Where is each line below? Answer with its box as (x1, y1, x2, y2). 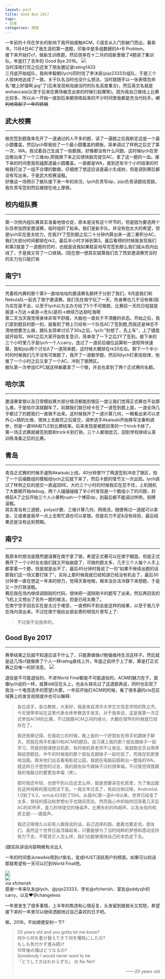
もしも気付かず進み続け (17, 941, 65, 947)
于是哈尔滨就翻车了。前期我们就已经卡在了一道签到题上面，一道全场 (18, 404, 156, 411)
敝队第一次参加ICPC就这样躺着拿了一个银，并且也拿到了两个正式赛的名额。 (5, 364, 158, 370)
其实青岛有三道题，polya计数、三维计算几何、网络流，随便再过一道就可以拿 (5, 507, 159, 513)
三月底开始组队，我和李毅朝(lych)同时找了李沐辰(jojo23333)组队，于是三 (5, 70, 152, 76)
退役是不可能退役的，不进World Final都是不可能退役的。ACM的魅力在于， (5, 674, 154, 680)
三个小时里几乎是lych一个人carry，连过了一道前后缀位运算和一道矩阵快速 (5, 339, 154, 345)
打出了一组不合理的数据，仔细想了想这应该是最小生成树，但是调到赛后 (13, 166, 156, 172)
